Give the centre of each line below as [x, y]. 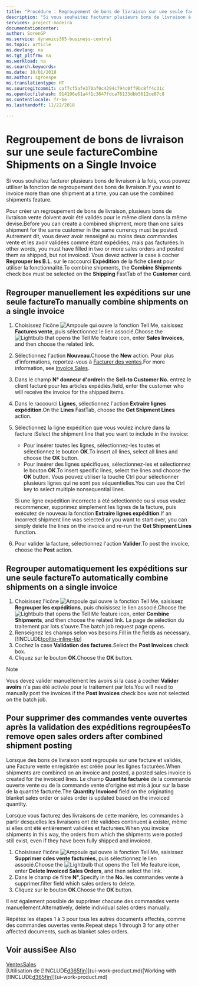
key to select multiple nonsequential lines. [74, 489]
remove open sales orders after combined [85, 737]
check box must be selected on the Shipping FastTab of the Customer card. [99, 274]
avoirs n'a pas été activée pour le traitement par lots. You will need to [90, 687]
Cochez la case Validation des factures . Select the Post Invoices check [102, 646]
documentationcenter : [33, 28]
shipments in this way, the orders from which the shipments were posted [94, 834]
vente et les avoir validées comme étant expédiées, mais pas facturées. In [95, 242]
